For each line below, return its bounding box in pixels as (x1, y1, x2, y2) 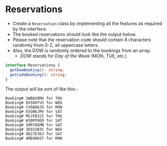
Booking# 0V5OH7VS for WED (5, 100, 62, 105)
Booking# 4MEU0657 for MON (5, 136, 62, 141)
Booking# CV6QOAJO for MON (5, 105, 62, 110)
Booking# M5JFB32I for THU (5, 113, 62, 119)
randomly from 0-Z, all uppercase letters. (12, 42, 99, 48)
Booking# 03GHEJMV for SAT (5, 109, 62, 114)
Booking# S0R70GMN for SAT (5, 123, 62, 128)
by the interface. (12, 25, 47, 32)
